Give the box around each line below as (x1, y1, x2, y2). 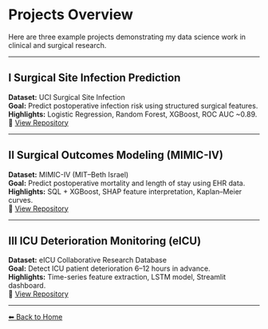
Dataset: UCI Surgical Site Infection (8, 92, 125, 101)
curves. (8, 195, 33, 204)
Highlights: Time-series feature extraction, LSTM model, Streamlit (8, 272, 227, 282)
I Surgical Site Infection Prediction (8, 71, 181, 85)
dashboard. (8, 281, 46, 291)
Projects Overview (8, 6, 133, 24)
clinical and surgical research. (8, 40, 107, 50)
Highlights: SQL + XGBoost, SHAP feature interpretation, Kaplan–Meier (8, 186, 242, 196)
